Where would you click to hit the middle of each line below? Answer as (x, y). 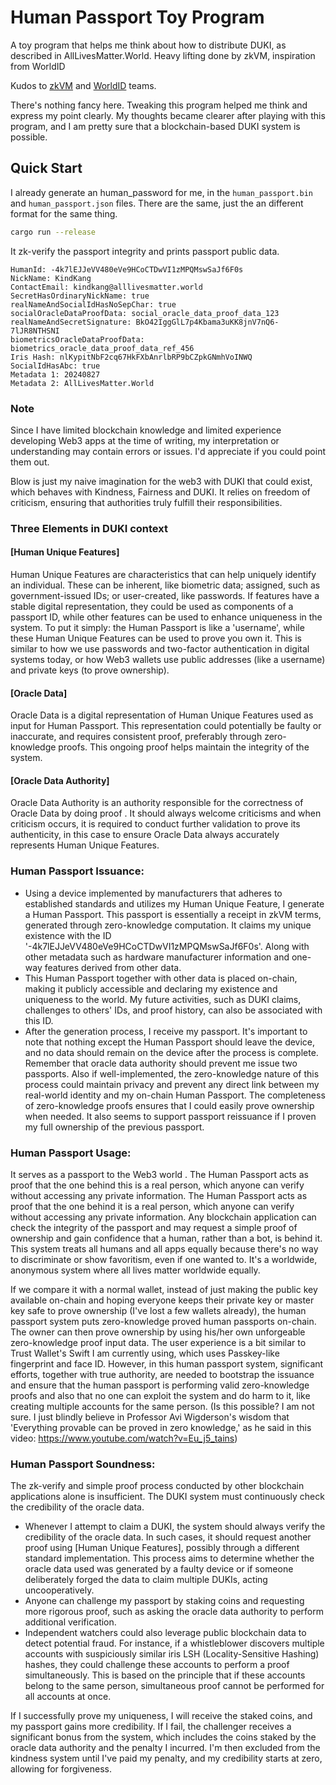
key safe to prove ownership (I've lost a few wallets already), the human (158, 1311)
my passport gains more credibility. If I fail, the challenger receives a (151, 1727)
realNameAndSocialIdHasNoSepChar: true (93, 304)
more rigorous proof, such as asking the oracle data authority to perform (174, 1612)
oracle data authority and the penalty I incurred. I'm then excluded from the (165, 1748)
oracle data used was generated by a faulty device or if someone (159, 1569)
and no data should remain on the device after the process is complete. (171, 1052)
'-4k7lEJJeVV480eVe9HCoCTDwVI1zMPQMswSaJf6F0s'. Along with (167, 946)
